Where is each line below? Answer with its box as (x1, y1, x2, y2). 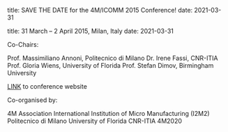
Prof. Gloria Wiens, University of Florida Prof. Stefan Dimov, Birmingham (7, 61, 214, 69)
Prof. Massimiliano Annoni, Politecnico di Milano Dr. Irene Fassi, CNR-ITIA (7, 54, 218, 62)
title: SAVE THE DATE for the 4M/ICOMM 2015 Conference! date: (7, 6, 193, 14)
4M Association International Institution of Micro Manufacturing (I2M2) (7, 110, 211, 117)
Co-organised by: (7, 96, 58, 104)
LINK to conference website (7, 82, 87, 90)
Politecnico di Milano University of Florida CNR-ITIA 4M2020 (7, 117, 183, 125)
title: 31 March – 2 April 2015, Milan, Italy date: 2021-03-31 (7, 27, 174, 35)
